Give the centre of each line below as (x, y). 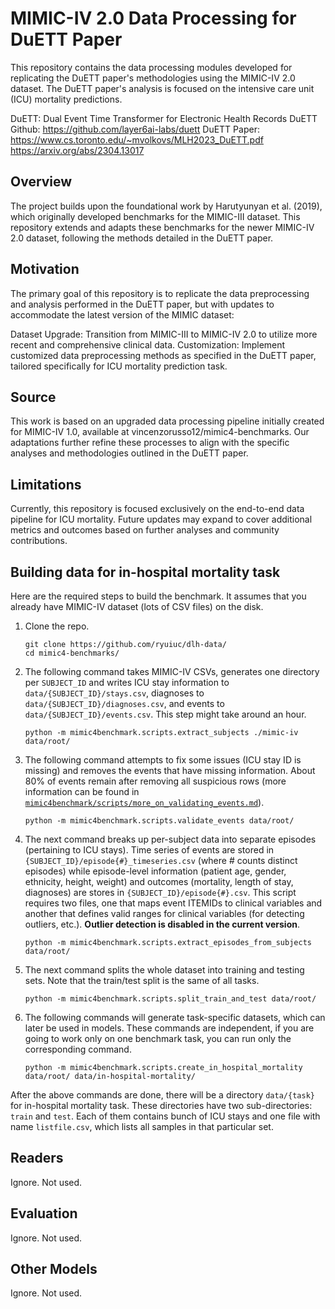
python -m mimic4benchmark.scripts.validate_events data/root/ (159, 821)
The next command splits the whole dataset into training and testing (164, 970)
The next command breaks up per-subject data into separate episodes (170, 839)
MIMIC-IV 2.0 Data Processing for (153, 18)
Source (33, 397)
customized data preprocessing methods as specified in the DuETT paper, (163, 355)
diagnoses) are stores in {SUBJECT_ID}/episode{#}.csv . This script (160, 892)
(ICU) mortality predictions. (66, 99)
